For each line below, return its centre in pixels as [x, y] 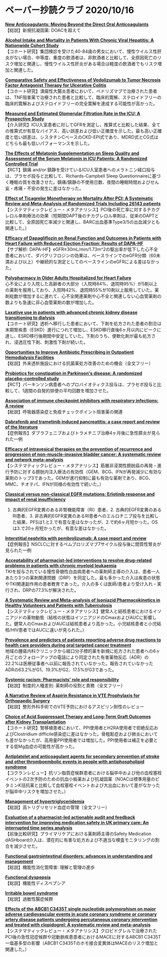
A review [14, 406]
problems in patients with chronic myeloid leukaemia [61, 565]
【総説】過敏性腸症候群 [29, 899]
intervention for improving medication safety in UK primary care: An [77, 822]
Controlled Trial [22, 164]
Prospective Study [25, 119]
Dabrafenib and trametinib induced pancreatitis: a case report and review [83, 422]
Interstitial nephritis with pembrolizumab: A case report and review [76, 538]
